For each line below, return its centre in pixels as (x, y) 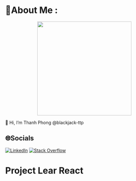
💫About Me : (32, 10)
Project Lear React (44, 170)
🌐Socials (20, 138)
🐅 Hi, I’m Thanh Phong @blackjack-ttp (44, 122)
